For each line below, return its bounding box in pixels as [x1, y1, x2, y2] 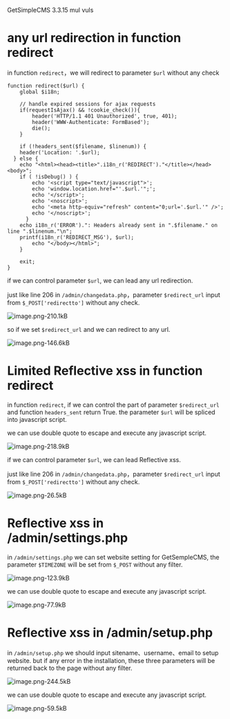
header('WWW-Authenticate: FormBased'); [32, 118, 150, 125]
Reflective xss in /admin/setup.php [7, 625, 213, 640]
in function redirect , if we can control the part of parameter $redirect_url [7, 400, 220, 409]
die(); [32, 125, 51, 132]
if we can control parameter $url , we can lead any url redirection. [7, 276, 193, 285]
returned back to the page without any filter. [7, 664, 133, 672]
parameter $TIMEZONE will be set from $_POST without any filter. [7, 560, 183, 569]
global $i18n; [19, 88, 60, 96]
